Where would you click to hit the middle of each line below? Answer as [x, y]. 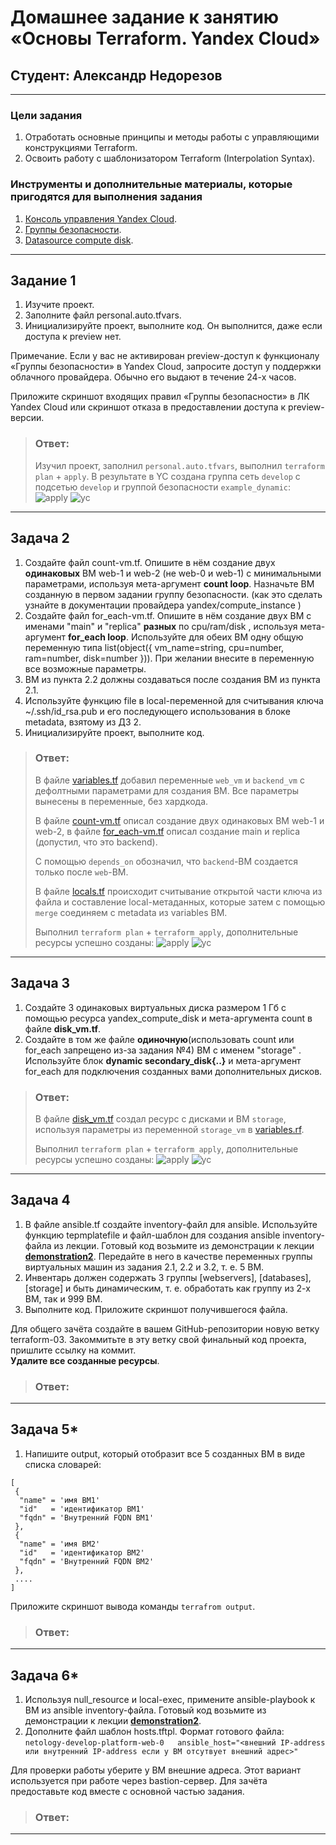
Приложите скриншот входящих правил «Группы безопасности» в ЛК [160, 397]
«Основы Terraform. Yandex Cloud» [165, 38]
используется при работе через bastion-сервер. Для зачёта [139, 1780]
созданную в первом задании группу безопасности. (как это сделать [173, 594]
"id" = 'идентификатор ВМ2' [82, 1552]
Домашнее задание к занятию [145, 17]
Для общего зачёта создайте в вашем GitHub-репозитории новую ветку [165, 1328]
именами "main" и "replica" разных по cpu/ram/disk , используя [161, 626]
